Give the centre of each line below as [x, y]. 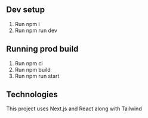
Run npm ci [29, 63]
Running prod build [42, 49]
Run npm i [27, 24]
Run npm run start [37, 76]
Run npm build [33, 69]
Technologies [32, 95]
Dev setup [26, 10]
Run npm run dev [36, 30]
